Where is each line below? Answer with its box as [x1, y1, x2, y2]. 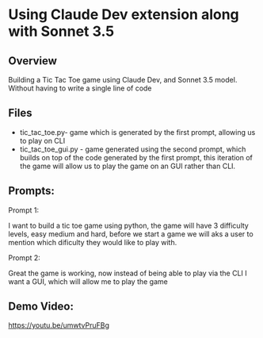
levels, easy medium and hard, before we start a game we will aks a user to [8, 229, 253, 239]
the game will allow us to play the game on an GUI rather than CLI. [19, 161, 236, 171]
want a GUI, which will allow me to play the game [8, 276, 168, 286]
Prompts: [8, 184, 55, 198]
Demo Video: [8, 300, 74, 313]
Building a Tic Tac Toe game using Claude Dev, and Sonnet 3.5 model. [8, 75, 238, 84]
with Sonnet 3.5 [8, 22, 115, 40]
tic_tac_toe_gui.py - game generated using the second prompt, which [19, 144, 246, 154]
